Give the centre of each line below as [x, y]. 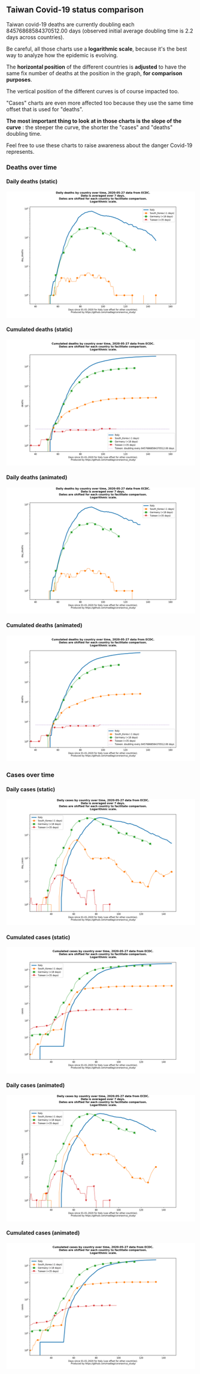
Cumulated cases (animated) [43, 1233]
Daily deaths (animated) [37, 478]
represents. [20, 151]
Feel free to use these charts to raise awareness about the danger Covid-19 [99, 145]
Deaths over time [32, 167]
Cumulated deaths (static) [40, 329]
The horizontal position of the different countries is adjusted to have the [96, 67]
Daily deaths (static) [32, 181]
